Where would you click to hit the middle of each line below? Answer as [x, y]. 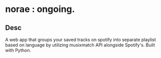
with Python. [18, 50]
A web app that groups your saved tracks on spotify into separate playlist [80, 39]
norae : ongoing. [40, 9]
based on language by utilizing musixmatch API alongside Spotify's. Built [80, 45]
